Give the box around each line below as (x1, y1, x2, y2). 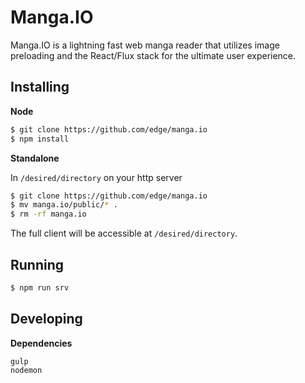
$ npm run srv (10, 282, 70, 293)
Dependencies (10, 337, 73, 349)
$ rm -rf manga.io (10, 209, 87, 220)
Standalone (10, 152, 60, 164)
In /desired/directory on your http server (10, 171, 183, 183)
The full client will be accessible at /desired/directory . (10, 227, 238, 240)
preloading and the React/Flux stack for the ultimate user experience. (10, 49, 297, 61)
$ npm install (10, 134, 70, 144)
